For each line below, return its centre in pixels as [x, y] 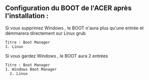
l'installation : [27, 16]
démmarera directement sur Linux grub [45, 33]
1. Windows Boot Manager [31, 69]
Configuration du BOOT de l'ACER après [68, 8]
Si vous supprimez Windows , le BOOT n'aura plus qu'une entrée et [74, 28]
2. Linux [19, 74]
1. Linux [14, 47]
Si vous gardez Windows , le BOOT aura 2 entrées [57, 56]
